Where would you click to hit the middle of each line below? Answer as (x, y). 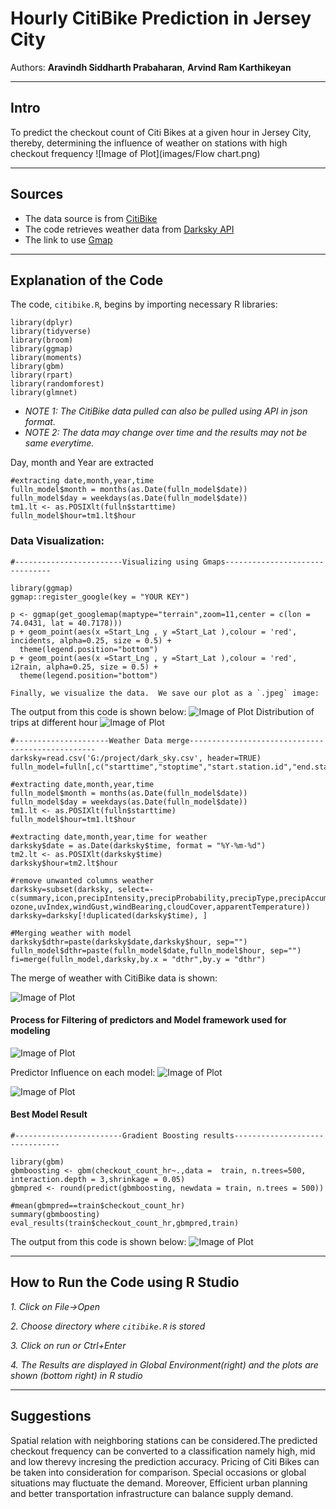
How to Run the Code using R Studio (125, 1282)
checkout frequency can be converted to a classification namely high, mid (163, 1451)
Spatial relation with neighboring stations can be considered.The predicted (164, 1440)
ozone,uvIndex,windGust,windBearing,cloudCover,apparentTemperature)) (160, 907)
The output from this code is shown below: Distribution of (162, 711)
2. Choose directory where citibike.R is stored (108, 1326)
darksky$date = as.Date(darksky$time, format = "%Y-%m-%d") (138, 845)
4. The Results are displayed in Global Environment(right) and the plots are (164, 1364)
